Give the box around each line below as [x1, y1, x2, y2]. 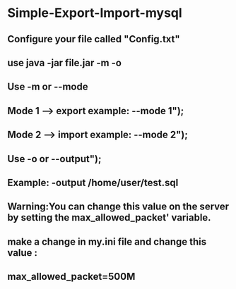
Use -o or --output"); [7, 153, 102, 165]
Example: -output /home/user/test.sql [7, 176, 179, 188]
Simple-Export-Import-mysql [7, 5, 182, 21]
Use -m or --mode [7, 81, 88, 93]
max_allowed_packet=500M [7, 271, 136, 283]
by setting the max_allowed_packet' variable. [7, 211, 211, 223]
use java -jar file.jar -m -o [7, 56, 122, 68]
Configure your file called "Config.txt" [7, 33, 180, 45]
